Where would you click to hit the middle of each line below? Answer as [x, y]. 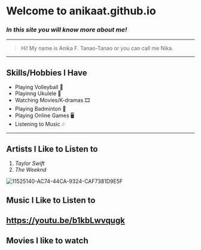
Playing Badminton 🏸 [40, 109]
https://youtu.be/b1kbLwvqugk [66, 220]
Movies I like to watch [47, 241]
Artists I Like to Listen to [52, 149]
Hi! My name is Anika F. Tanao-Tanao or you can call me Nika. [97, 48]
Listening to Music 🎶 [40, 124]
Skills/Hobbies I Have [47, 73]
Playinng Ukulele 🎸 [38, 93]
